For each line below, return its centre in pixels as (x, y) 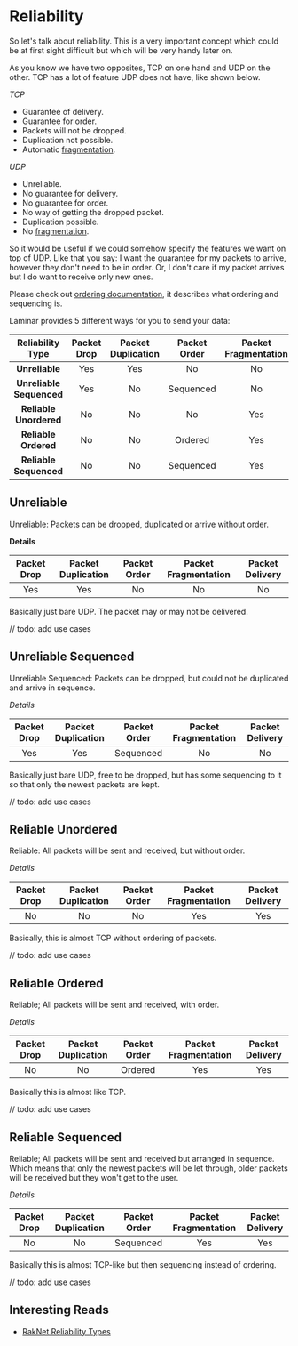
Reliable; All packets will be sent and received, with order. (114, 1005)
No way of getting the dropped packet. (93, 212)
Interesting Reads (59, 1310)
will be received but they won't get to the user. (94, 1177)
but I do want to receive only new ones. (81, 277)
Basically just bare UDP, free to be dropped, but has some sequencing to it (145, 775)
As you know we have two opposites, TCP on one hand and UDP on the (140, 68)
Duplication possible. (60, 222)
